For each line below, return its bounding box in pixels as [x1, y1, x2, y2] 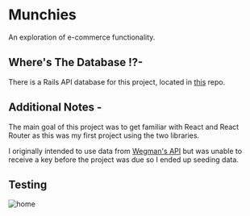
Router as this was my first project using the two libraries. [8, 131, 200, 140]
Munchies [8, 6, 77, 24]
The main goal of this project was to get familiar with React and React [8, 122, 240, 131]
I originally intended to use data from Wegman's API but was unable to [8, 146, 243, 156]
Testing [8, 177, 48, 191]
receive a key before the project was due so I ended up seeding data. [8, 155, 240, 164]
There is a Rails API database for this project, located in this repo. [8, 77, 226, 86]
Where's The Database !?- [8, 56, 144, 69]
